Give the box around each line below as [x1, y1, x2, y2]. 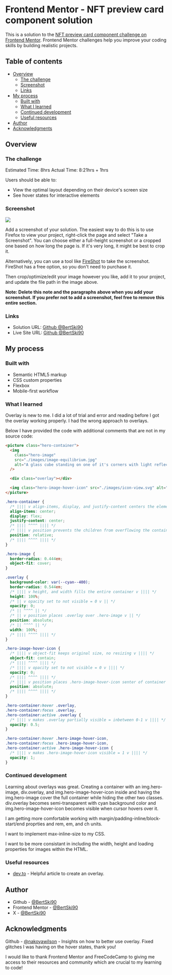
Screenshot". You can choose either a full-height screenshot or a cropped [5, 237, 161, 243]
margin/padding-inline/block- [99, 815, 161, 821]
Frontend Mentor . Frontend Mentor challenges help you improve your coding [5, 37, 167, 43]
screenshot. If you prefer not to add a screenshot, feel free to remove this [5, 294, 165, 300]
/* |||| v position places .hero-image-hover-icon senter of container [10, 679, 166, 684]
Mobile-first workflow [12, 388, 59, 394]
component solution [5, 14, 93, 26]
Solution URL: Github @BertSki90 [12, 324, 83, 330]
